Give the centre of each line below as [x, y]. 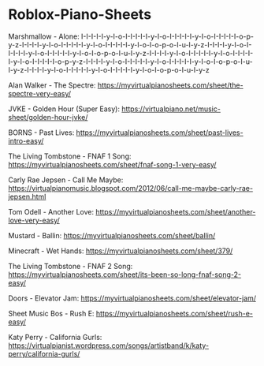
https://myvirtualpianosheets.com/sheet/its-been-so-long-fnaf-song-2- [125, 274]
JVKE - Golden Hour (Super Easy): [64, 109]
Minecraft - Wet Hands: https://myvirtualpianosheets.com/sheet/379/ [121, 251]
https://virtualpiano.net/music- [171, 109]
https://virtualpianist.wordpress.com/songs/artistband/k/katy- [109, 345]
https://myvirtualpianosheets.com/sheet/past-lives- [160, 133]
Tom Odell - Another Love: [51, 211]
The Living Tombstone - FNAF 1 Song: [70, 156]
